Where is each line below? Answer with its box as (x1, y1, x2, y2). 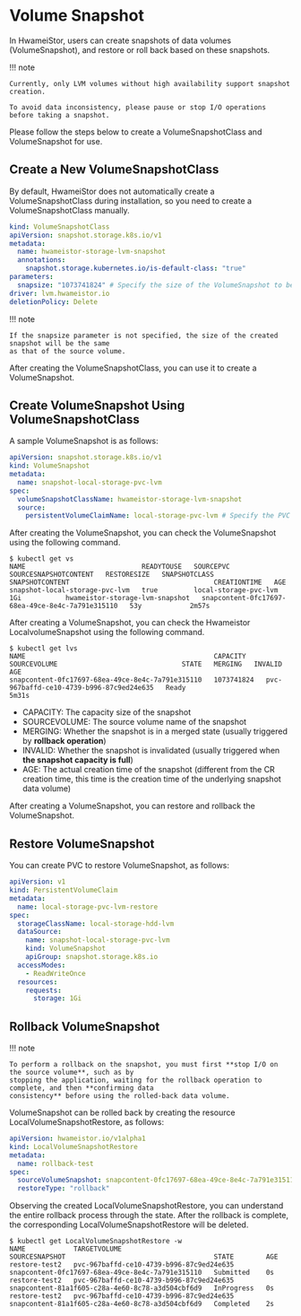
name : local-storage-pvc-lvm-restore (17, 902, 159, 911)
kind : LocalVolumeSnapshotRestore (9, 1142, 139, 1151)
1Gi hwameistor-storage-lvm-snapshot (9, 594, 191, 603)
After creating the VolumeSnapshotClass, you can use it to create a (9, 362, 257, 373)
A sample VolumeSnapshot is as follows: (9, 436, 159, 447)
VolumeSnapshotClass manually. (9, 205, 130, 215)
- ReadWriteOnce (25, 969, 87, 978)
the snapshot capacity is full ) (21, 754, 134, 765)
